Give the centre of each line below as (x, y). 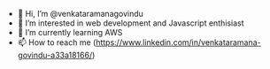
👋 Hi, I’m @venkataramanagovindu (81, 14)
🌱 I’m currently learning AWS (70, 32)
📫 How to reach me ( (57, 42)
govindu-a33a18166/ (55, 55)
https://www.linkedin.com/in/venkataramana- (178, 42)
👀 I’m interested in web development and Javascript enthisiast (131, 23)
